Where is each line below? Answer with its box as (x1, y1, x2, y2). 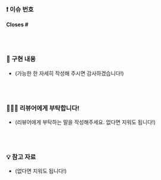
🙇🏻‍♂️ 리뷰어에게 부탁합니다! (6, 104, 79, 112)
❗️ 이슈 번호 (6, 5, 34, 13)
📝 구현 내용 (6, 55, 36, 63)
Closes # (6, 21, 29, 28)
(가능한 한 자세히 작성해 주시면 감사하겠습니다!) (14, 70, 124, 77)
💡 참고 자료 (6, 153, 36, 161)
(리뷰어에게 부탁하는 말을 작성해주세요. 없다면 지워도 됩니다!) (14, 118, 156, 126)
